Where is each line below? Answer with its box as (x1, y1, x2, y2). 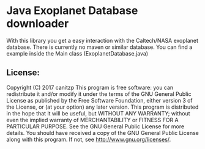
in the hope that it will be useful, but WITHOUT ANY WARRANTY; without (6, 109, 190, 117)
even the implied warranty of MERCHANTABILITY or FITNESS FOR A (6, 116, 179, 123)
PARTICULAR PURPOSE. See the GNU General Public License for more (6, 123, 185, 130)
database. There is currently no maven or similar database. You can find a (6, 43, 193, 51)
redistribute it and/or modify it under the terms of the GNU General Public (6, 90, 192, 98)
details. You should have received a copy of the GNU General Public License (6, 129, 199, 136)
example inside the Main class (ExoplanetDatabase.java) (6, 49, 149, 57)
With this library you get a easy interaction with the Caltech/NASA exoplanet (6, 37, 199, 44)
